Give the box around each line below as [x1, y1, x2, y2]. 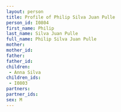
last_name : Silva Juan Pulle [6, 31, 78, 37]
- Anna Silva [8, 69, 42, 75]
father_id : [6, 58, 33, 64]
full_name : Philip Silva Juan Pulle [6, 36, 97, 42]
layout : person [6, 8, 44, 15]
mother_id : [6, 47, 33, 53]
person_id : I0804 [6, 20, 49, 25]
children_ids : [6, 75, 42, 81]
